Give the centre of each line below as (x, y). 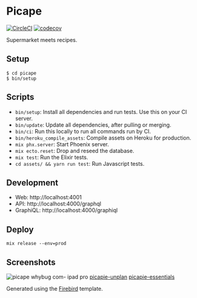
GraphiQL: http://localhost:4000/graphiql (66, 210)
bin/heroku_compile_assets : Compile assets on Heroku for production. (103, 138)
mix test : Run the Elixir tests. (51, 157)
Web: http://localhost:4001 (48, 197)
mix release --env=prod (36, 244)
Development (33, 183)
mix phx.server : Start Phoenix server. (62, 144)
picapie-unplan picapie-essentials (132, 277)
